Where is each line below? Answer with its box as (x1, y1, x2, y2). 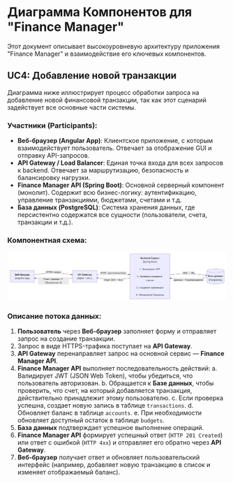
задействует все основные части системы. (7, 103, 136, 112)
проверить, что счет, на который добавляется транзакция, (17, 387, 193, 395)
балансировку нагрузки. (17, 174, 91, 182)
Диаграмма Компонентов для (7, 4, 193, 20)
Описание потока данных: (7, 311, 102, 321)
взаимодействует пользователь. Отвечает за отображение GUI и (17, 144, 212, 152)
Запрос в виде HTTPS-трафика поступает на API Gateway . (17, 342, 193, 350)
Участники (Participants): (7, 120, 98, 130)
